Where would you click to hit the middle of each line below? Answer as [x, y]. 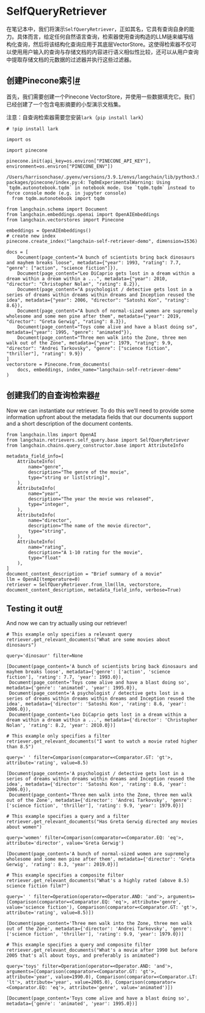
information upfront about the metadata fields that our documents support [99, 417]
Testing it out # [34, 608]
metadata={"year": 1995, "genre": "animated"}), [69, 332]
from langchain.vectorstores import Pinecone [65, 220]
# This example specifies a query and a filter [68, 817]
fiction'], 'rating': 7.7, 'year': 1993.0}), [65, 677]
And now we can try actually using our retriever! [67, 623]
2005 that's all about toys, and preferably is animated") [83, 955]
